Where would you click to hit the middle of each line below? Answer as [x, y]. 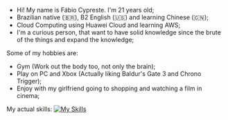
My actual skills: [29, 109]
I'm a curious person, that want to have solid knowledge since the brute [119, 32]
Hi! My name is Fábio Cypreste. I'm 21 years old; [85, 10]
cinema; [28, 96]
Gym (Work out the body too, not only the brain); [86, 66]
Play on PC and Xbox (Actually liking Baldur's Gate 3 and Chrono [109, 74]
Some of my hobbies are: [42, 53]
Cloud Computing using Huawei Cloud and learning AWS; [98, 25]
